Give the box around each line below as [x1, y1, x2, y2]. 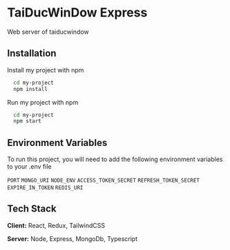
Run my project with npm [7, 98, 79, 106]
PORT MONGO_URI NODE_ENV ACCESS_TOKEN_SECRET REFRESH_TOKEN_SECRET [7, 177, 200, 184]
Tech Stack [7, 203, 57, 215]
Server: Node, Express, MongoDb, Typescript [7, 234, 138, 242]
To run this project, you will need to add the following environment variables [7, 155, 223, 163]
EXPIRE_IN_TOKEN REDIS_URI [7, 185, 84, 191]
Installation [7, 48, 57, 59]
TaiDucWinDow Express [7, 5, 148, 21]
